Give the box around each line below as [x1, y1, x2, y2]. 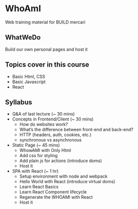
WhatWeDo [5, 33, 41, 42]
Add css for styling [19, 153, 58, 159]
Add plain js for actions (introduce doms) [19, 158, 102, 164]
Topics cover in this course [5, 61, 90, 69]
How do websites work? [19, 121, 69, 127]
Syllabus [5, 98, 33, 106]
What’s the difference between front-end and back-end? [19, 127, 134, 133]
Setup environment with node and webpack [19, 173, 108, 179]
